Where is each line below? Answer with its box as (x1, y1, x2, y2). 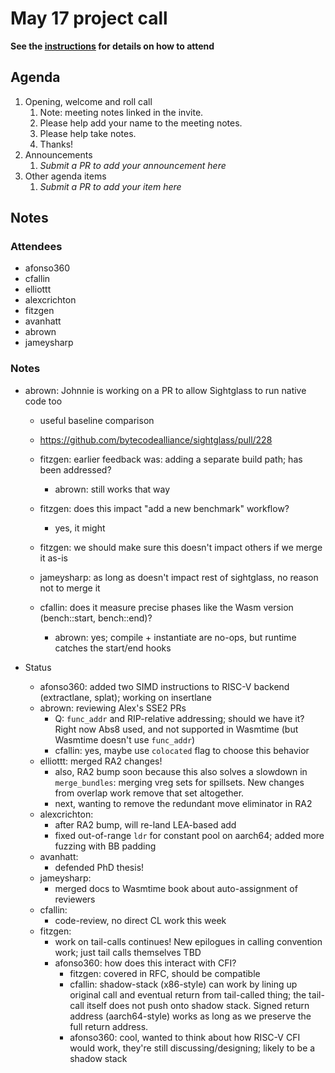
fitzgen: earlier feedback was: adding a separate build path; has (39, 453, 303, 465)
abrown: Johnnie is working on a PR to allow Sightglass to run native (24, 384, 307, 396)
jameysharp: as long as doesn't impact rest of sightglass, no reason (39, 571, 319, 583)
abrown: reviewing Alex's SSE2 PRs (39, 702, 187, 714)
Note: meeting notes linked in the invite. (39, 106, 204, 118)
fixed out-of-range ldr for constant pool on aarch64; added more (54, 829, 325, 841)
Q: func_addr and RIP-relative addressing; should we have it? (54, 712, 305, 724)
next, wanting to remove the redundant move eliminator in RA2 (54, 797, 313, 809)
